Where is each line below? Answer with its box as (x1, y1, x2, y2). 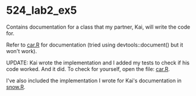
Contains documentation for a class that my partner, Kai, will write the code (6, 23, 191, 30)
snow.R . (6, 83, 26, 90)
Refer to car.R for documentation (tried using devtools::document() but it (6, 41, 184, 48)
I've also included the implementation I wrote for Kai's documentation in (6, 77, 182, 84)
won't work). (6, 47, 37, 54)
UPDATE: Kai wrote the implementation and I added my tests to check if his (6, 59, 190, 66)
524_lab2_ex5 (6, 4, 77, 17)
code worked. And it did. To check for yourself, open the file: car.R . (6, 65, 170, 72)
